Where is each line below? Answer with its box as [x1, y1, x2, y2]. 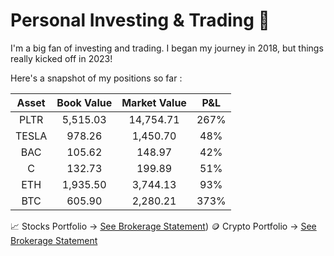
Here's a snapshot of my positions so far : [10, 72, 183, 84]
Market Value [121, 95, 187, 109]
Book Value [56, 95, 113, 109]
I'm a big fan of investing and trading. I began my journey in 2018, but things [10, 42, 324, 54]
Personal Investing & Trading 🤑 [10, 9, 270, 32]
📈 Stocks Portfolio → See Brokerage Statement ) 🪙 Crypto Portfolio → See [10, 220, 317, 232]
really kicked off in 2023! [10, 52, 113, 64]
